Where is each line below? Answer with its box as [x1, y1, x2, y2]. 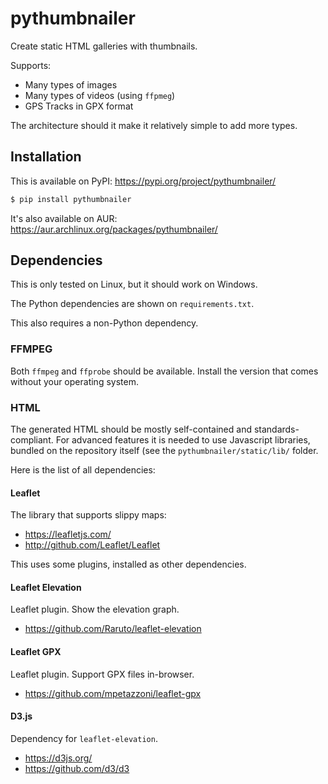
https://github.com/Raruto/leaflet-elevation [24, 623, 202, 635]
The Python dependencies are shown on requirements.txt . [10, 298, 255, 310]
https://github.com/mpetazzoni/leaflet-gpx [24, 687, 202, 699]
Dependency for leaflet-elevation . [10, 732, 158, 744]
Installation [10, 148, 82, 166]
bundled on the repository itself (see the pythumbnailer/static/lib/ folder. [10, 445, 319, 457]
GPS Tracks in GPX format [24, 100, 134, 112]
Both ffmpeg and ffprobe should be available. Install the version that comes [10, 365, 319, 377]
